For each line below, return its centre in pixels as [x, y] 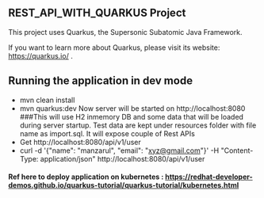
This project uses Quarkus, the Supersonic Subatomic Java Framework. [125, 32]
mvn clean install [47, 100]
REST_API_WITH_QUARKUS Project [97, 13]
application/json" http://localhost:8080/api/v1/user [122, 158]
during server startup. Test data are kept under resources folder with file [138, 125]
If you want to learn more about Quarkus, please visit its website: [114, 48]
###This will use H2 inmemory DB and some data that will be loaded [132, 116]
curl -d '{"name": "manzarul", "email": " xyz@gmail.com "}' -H [119, 150]
